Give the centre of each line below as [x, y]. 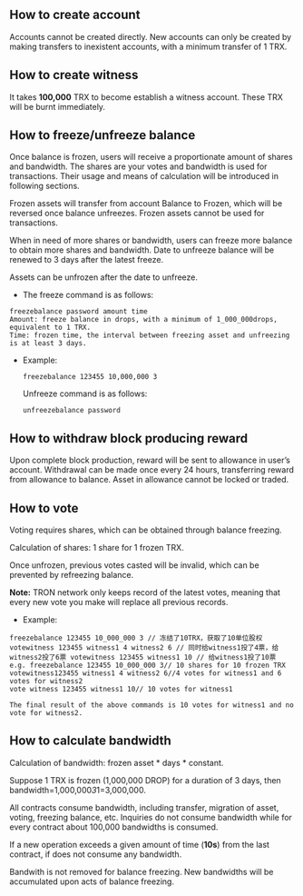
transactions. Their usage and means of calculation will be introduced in [144, 176]
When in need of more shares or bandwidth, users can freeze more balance [151, 241]
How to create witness [74, 75]
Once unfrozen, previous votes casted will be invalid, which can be [135, 565]
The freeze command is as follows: [88, 295]
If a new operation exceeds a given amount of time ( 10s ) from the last [140, 844]
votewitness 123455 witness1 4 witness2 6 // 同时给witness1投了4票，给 [144, 648]
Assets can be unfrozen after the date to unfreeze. [103, 277]
